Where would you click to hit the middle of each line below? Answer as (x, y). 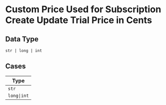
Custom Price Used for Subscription (83, 9)
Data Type (22, 39)
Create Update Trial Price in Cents (79, 20)
